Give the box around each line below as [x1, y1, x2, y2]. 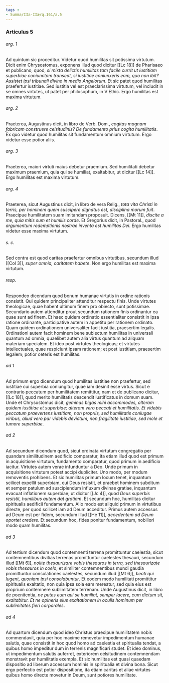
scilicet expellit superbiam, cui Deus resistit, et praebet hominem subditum [6, 480, 160, 486]
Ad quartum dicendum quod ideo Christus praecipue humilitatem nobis [6, 629, 152, 635]
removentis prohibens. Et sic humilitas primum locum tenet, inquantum [6, 475, 151, 481]
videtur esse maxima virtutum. [6, 228, 69, 234]
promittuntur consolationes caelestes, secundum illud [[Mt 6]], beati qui [6, 571, 154, 577]
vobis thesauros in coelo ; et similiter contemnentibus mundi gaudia [6, 565, 144, 571]
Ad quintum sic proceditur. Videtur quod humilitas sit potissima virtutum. [6, 56, 155, 63]
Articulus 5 [6, 29, 34, 36]
